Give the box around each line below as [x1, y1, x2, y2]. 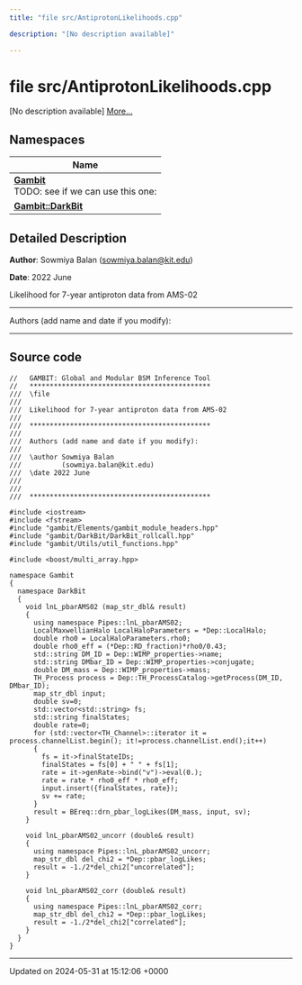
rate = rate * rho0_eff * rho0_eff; [41, 776, 179, 785]
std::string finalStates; [32, 713, 130, 722]
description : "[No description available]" [9, 29, 175, 39]
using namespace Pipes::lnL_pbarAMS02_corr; [32, 902, 203, 911]
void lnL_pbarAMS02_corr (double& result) [25, 886, 187, 895]
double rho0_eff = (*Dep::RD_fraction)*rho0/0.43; [32, 642, 227, 651]
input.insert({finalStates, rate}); [41, 783, 179, 793]
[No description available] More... [9, 105, 133, 117]
